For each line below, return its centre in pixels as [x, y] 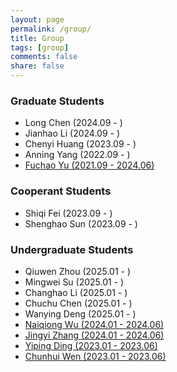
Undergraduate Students [72, 249]
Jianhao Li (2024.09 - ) [72, 133]
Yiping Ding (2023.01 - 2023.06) [91, 345]
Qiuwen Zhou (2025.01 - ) [78, 271]
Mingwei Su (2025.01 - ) [74, 282]
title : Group [37, 38]
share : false [37, 66]
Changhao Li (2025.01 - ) [76, 292]
